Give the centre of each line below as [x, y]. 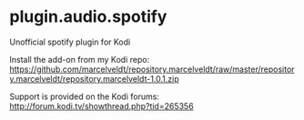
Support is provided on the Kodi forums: [84, 96]
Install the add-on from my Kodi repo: [80, 59]
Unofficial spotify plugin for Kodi [70, 42]
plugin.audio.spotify [88, 17]
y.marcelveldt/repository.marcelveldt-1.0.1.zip [94, 78]
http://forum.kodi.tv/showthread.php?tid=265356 [101, 105]
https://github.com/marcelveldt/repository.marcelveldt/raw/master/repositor [152, 69]
